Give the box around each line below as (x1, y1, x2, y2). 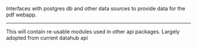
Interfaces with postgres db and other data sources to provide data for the (6, 5, 186, 12)
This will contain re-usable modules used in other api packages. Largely (6, 28, 180, 35)
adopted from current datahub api (6, 35, 88, 41)
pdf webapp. (6, 11, 37, 18)
